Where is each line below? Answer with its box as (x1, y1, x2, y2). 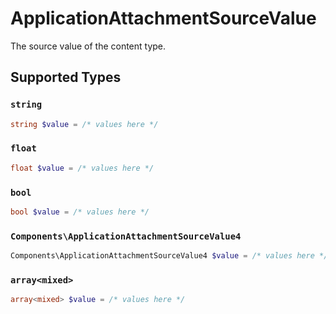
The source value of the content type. (10, 40, 167, 52)
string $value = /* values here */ (10, 119, 159, 129)
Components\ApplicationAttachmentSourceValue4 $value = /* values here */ (10, 251, 329, 261)
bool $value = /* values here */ (10, 207, 150, 217)
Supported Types (10, 69, 122, 86)
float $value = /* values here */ (10, 163, 155, 173)
